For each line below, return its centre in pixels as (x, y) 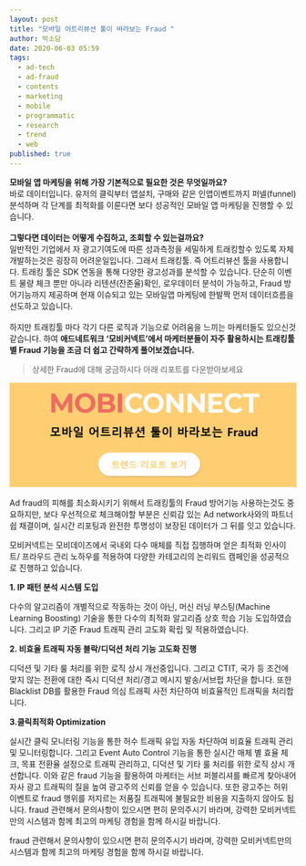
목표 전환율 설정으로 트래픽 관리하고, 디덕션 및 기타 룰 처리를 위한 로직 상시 (153, 764)
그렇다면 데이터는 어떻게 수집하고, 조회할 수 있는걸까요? (107, 237)
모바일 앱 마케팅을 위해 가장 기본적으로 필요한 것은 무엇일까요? (118, 182)
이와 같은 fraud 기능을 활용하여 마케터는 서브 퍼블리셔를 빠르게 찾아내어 (170, 776)
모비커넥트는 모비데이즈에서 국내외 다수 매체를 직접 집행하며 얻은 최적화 (136, 545)
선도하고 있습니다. (41, 306)
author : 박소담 (36, 38)
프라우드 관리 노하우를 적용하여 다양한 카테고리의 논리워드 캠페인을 (139, 557)
